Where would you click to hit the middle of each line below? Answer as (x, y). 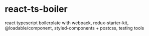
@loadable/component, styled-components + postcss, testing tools (74, 28)
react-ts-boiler (36, 9)
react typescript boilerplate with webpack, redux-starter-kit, (67, 23)
